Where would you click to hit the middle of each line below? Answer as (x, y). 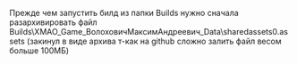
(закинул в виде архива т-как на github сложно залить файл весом (154, 41)
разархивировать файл (53, 22)
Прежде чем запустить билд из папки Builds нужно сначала (124, 13)
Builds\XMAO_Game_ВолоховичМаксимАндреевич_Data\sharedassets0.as (149, 32)
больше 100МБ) (39, 51)
